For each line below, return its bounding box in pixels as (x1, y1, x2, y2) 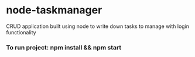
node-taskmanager (6, 3, 102, 17)
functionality (6, 28, 36, 35)
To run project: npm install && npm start (6, 43, 122, 51)
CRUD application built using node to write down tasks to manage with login (6, 23, 189, 30)
